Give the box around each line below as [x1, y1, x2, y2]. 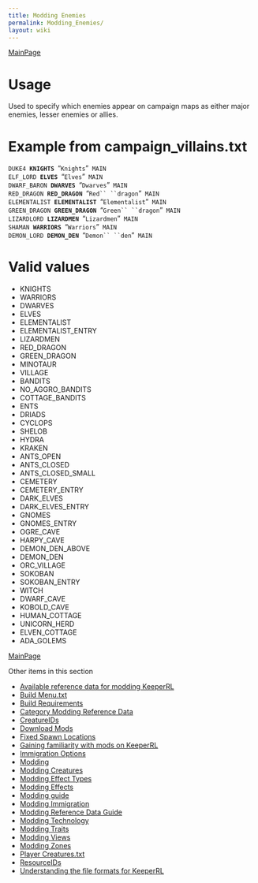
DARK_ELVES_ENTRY [19, 502, 89, 512]
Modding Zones [19, 841, 72, 851]
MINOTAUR [19, 360, 57, 369]
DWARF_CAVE [19, 594, 65, 604]
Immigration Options [19, 749, 87, 758]
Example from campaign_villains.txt [8, 137, 248, 155]
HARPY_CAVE [19, 535, 65, 545]
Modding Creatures [19, 766, 84, 775]
